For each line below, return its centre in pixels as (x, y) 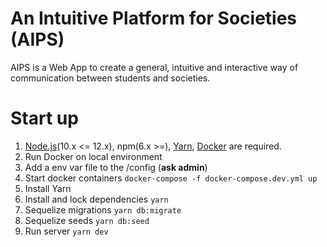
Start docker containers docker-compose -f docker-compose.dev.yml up (171, 178)
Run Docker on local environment (93, 156)
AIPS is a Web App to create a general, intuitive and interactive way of (154, 67)
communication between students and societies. (110, 78)
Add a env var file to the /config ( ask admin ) (116, 167)
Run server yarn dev (66, 231)
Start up (44, 118)
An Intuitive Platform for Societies (154, 18)
